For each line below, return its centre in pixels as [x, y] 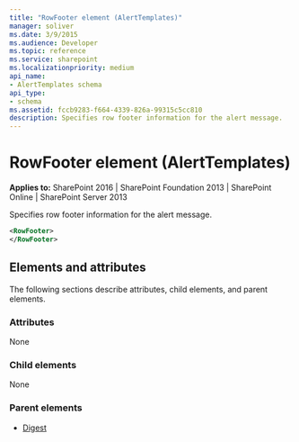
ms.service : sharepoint [54, 59]
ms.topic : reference [48, 51]
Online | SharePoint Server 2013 [68, 197]
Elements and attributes [78, 268]
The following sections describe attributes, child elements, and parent [138, 289]
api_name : [28, 77]
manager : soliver [42, 26]
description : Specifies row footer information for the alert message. [146, 118]
